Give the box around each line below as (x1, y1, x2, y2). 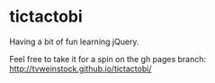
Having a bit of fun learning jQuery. (9, 36, 139, 47)
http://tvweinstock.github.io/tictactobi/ (9, 63, 152, 74)
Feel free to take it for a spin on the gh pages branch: (9, 53, 207, 64)
